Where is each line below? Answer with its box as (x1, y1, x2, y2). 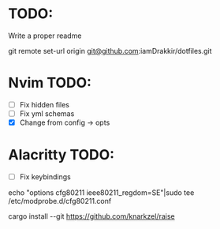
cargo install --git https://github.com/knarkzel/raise (8, 212, 175, 221)
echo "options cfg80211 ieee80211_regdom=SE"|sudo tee (8, 188, 195, 197)
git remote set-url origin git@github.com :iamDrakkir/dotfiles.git (8, 46, 212, 55)
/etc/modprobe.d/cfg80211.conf (8, 197, 112, 206)
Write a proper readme (8, 31, 82, 40)
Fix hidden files (19, 99, 69, 109)
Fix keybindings (19, 172, 71, 182)
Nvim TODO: (8, 74, 92, 92)
